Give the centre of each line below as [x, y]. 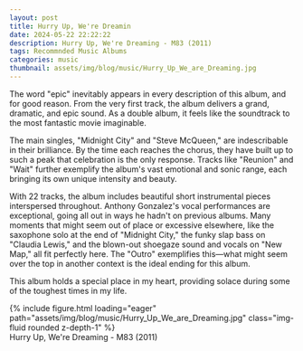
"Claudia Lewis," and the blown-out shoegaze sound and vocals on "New [146, 244]
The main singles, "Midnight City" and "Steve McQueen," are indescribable [149, 140]
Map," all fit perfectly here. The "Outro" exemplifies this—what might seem [148, 253]
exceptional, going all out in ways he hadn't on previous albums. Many [140, 215]
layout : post [34, 18]
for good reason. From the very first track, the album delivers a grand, [139, 103]
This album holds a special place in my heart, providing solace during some [150, 280]
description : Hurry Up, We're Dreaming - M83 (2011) [111, 43]
